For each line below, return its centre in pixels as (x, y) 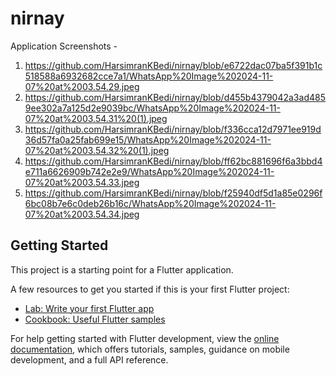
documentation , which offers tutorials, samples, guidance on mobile (150, 349)
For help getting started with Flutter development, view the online (145, 338)
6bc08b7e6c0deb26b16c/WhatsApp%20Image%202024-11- (150, 203)
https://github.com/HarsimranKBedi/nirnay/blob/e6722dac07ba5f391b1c (173, 65)
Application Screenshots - (64, 46)
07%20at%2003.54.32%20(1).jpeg (97, 150)
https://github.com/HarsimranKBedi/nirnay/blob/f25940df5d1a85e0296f (173, 193)
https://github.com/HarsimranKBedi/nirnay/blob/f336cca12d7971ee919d (173, 129)
